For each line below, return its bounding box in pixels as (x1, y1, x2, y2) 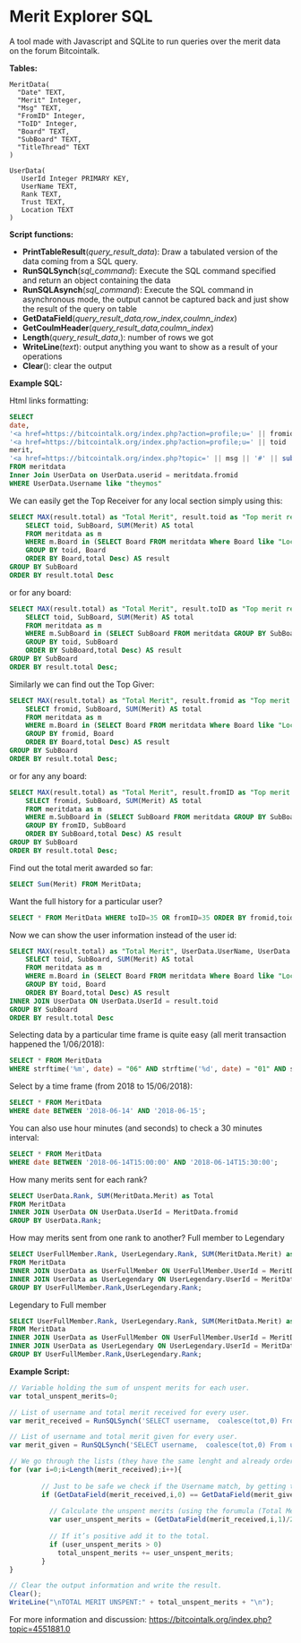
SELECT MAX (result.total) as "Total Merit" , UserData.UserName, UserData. (9, 946, 295, 955)
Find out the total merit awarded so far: (9, 862, 154, 873)
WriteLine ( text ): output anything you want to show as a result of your (21, 341, 279, 352)
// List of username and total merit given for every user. (9, 1433, 239, 1442)
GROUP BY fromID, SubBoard (25, 821, 126, 830)
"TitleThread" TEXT (17, 142, 90, 151)
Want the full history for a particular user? (9, 895, 163, 906)
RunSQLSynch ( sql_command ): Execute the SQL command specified (21, 265, 276, 276)
